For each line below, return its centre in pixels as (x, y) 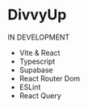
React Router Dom (50, 78)
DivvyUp (37, 15)
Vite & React (40, 52)
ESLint (30, 87)
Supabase (36, 69)
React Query (40, 95)
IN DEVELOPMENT (39, 37)
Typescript (37, 61)
